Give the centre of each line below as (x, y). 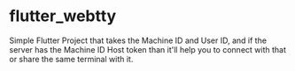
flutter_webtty (63, 16)
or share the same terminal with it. (71, 59)
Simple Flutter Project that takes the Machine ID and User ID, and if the (138, 40)
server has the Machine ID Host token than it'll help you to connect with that (147, 49)
